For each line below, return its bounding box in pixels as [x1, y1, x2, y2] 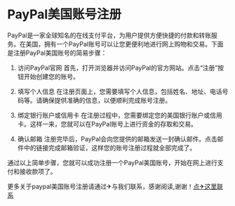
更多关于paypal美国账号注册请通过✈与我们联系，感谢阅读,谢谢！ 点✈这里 [7, 182, 217, 191]
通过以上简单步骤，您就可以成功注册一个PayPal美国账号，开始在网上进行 [7, 158, 217, 167]
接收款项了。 [19, 167, 57, 176]
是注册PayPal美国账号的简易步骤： [7, 49, 107, 57]
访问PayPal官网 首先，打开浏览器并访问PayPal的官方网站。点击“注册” [17, 63, 218, 72]
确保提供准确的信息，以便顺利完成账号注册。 [41, 96, 172, 104]
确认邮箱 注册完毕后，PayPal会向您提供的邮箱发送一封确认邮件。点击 [17, 134, 217, 143]
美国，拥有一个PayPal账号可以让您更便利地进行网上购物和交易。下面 [25, 39, 224, 48]
